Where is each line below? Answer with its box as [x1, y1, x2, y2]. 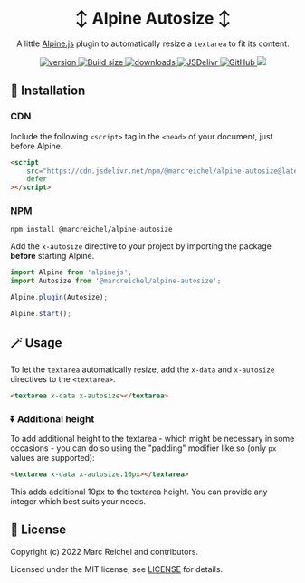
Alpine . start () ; [10, 310, 71, 319]
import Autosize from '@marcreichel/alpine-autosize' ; [10, 276, 222, 286]
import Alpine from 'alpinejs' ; [10, 268, 132, 277]
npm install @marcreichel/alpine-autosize [10, 225, 173, 234]
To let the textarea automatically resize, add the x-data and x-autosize [10, 364, 275, 375]
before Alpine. [10, 140, 63, 151]
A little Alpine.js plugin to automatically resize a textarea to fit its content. [16, 38, 290, 49]
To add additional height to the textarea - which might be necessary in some [10, 433, 295, 444]
